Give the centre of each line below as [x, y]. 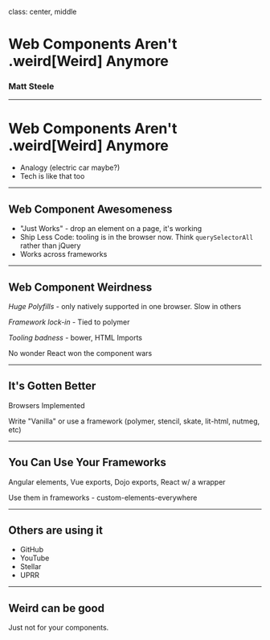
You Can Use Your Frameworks [87, 462]
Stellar [31, 567]
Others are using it [55, 531]
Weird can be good [56, 608]
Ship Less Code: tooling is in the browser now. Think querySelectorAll [137, 237]
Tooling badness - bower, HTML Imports [76, 338]
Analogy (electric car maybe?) [70, 167]
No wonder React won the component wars [80, 353]
